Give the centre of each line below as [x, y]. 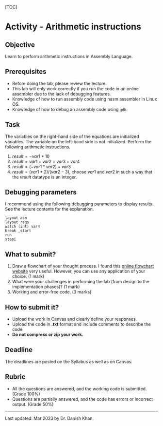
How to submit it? [32, 307]
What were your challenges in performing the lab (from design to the [81, 282]
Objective [20, 45]
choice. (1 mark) [28, 276]
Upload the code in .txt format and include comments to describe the [81, 324]
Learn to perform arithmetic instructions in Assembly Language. [69, 56]
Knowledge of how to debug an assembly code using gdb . [70, 109]
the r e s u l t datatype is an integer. [44, 177]
